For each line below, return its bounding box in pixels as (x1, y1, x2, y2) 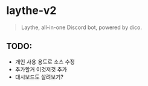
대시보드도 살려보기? (14, 73, 63, 81)
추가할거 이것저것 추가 (14, 65, 68, 73)
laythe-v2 (6, 4, 57, 18)
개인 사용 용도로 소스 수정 (14, 58, 76, 65)
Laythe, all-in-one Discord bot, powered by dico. (21, 24, 143, 31)
